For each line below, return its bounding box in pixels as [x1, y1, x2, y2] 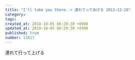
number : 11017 [5, 35, 35, 40]
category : [5, 12, 26, 17]
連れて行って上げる [5, 49, 44, 55]
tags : [5, 16, 16, 21]
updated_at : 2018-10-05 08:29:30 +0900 [5, 26, 88, 31]
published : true [5, 30, 39, 35]
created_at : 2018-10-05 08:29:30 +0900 [5, 21, 88, 26]
